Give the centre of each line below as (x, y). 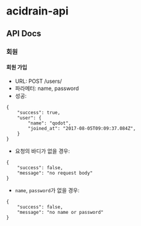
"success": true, (39, 112)
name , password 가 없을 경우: (47, 190)
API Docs (24, 34)
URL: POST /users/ (38, 81)
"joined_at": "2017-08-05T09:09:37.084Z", (82, 128)
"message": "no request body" (55, 173)
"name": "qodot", (49, 123)
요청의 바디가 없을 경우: (42, 151)
